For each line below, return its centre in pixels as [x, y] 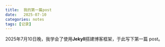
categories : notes [25, 19]
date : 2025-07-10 [26, 15]
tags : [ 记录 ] [18, 24]
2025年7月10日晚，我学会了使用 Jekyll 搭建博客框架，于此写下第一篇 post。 [84, 39]
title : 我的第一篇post [29, 10]
